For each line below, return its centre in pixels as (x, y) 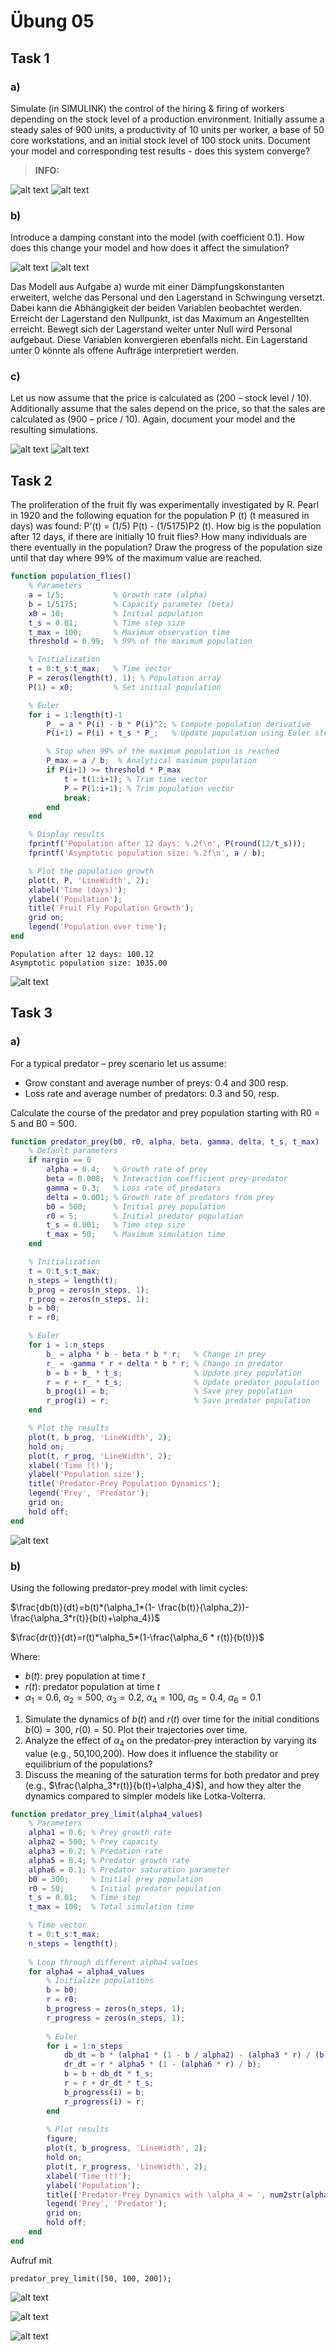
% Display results (66, 835)
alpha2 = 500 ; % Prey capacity (93, 1842)
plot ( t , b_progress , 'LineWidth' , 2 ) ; (127, 2148)
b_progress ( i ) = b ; (104, 2092)
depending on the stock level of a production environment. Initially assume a (167, 119)
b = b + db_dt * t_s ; (109, 2074)
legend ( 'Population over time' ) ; (98, 927)
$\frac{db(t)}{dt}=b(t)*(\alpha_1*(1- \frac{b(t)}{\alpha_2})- (130, 1607)
